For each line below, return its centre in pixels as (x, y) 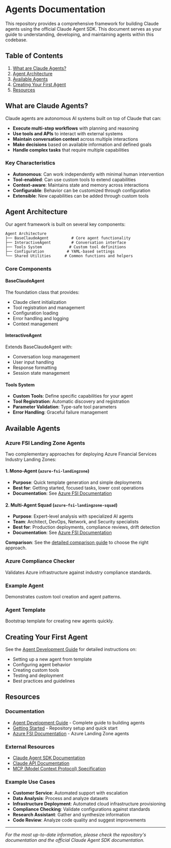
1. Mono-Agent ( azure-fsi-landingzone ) (47, 471)
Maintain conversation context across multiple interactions (75, 139)
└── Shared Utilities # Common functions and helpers (69, 256)
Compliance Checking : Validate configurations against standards (81, 809)
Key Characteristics (30, 163)
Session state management (41, 373)
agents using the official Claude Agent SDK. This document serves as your (83, 29)
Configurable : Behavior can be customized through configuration (81, 190)
